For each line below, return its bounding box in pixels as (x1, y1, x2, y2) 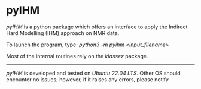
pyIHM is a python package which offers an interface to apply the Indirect (6, 23, 188, 30)
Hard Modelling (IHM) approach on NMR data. (6, 29, 120, 36)
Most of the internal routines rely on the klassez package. (6, 52, 148, 59)
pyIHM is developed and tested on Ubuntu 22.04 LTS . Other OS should (6, 69, 181, 77)
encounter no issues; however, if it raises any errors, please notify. (6, 75, 170, 83)
